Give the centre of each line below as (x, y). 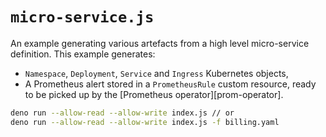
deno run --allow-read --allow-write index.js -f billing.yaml (145, 122)
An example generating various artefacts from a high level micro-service (160, 43)
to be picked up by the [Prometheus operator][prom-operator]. (154, 94)
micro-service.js (82, 17)
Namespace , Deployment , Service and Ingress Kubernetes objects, (156, 73)
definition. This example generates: (83, 54)
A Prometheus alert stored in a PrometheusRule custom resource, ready (170, 84)
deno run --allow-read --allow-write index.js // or (122, 113)
